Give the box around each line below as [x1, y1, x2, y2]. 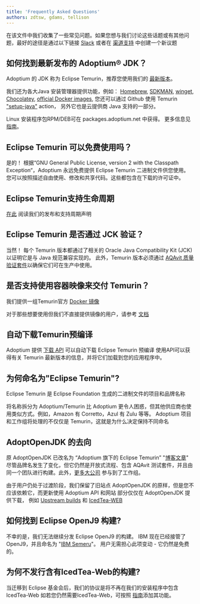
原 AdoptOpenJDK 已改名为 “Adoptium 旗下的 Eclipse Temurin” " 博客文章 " [6, 454, 189, 461]
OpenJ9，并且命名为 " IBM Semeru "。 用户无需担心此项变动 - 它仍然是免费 [6, 540, 190, 547]
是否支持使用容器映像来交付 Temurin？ [6, 280, 150, 291]
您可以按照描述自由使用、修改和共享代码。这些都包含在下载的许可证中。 [6, 174, 184, 181]
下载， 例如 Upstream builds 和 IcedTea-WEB [11, 497, 123, 504]
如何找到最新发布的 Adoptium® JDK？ [6, 58, 147, 68]
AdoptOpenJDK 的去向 [6, 437, 91, 447]
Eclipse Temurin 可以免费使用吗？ [6, 142, 133, 152]
